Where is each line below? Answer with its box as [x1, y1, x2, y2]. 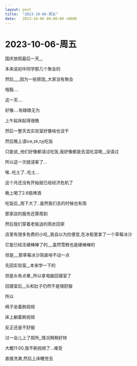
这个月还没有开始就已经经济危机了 [5, 180, 73, 185]
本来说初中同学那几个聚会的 [5, 66, 61, 72]
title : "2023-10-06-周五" [5, 12, 58, 17]
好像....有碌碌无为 [5, 108, 40, 113]
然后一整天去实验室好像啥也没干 [5, 128, 69, 134]
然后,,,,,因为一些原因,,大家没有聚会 [5, 76, 74, 82]
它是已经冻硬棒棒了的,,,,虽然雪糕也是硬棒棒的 [5, 242, 96, 248]
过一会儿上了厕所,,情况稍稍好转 [5, 335, 68, 341]
